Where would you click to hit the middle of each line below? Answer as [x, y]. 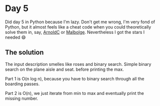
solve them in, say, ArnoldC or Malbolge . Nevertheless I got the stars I [75, 32]
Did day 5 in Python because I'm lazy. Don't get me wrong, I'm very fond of [80, 22]
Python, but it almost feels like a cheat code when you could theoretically [78, 27]
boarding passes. [22, 84]
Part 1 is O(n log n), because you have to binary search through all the [75, 78]
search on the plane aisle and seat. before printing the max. [64, 69]
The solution [24, 53]
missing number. [22, 98]
